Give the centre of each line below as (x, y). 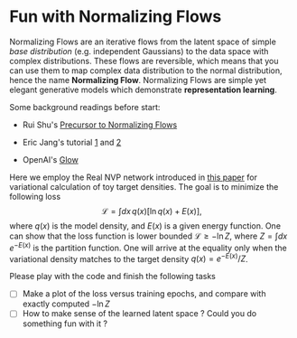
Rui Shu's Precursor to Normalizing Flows (100, 125)
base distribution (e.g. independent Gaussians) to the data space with (139, 51)
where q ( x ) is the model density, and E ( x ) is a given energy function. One (145, 225)
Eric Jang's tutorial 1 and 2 (72, 142)
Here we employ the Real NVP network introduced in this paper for (133, 177)
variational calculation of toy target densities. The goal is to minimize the (144, 186)
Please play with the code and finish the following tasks (113, 277)
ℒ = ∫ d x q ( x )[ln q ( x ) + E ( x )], (152, 211)
